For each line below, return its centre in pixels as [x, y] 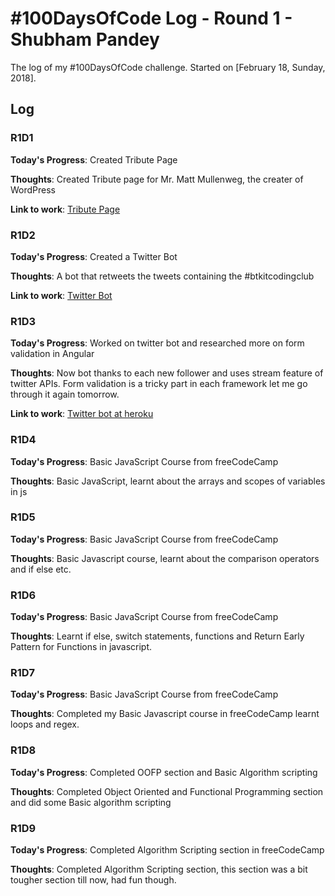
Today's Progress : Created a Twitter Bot [94, 256]
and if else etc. [41, 569]
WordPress [33, 189]
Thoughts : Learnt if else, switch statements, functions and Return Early [157, 636]
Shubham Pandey [85, 39]
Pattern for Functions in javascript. [81, 647]
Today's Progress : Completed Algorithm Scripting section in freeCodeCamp [167, 850]
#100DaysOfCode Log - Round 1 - [151, 18]
